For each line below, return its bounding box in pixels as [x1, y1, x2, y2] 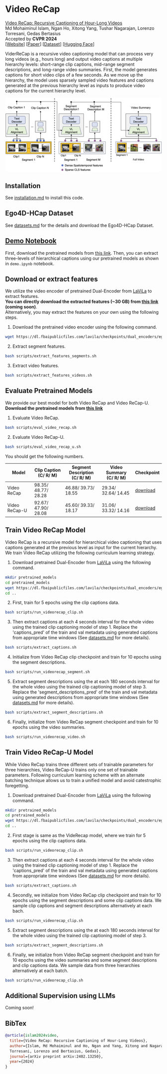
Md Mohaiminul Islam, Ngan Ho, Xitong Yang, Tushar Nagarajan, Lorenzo [5, 25, 155, 31]
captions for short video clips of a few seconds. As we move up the [5, 72, 143, 78]
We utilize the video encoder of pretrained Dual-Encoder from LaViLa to [5, 288, 152, 294]
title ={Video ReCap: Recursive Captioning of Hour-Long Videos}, [9, 1038, 148, 1043]
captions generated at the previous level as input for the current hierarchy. [5, 544, 158, 550]
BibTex [5, 1019, 26, 1028]
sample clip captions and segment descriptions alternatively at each [12, 902, 153, 908]
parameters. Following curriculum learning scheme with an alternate [5, 772, 145, 778]
